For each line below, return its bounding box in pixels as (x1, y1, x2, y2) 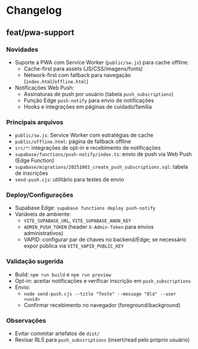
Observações (6, 316, 47, 325)
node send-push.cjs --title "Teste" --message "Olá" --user (23, 291, 177, 297)
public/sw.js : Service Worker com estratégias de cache (14, 132, 154, 139)
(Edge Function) (14, 157, 55, 164)
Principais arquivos (6, 118, 64, 126)
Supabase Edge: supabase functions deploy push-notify (14, 204, 156, 212)
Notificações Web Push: (14, 84, 75, 91)
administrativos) (23, 230, 64, 237)
